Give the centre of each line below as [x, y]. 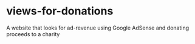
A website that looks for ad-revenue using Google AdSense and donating [98, 28]
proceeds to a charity [33, 34]
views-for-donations [60, 11]
